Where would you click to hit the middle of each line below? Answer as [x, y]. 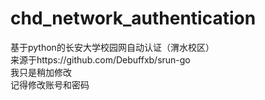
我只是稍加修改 [41, 72]
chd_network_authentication [133, 18]
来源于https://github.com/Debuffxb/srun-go [100, 59]
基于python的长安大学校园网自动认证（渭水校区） [112, 47]
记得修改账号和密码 [50, 84]
